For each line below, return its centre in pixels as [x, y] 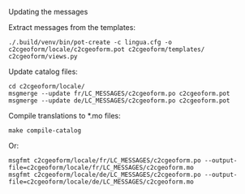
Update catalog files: [43, 71]
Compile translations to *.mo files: [64, 116]
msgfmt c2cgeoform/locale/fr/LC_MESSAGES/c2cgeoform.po [105, 161]
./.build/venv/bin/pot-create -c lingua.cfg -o [90, 42]
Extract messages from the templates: [72, 27]
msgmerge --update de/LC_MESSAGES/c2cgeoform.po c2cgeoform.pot [119, 101]
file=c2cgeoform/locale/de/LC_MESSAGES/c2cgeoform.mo [101, 182]
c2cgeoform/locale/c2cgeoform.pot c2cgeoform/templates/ [107, 50]
